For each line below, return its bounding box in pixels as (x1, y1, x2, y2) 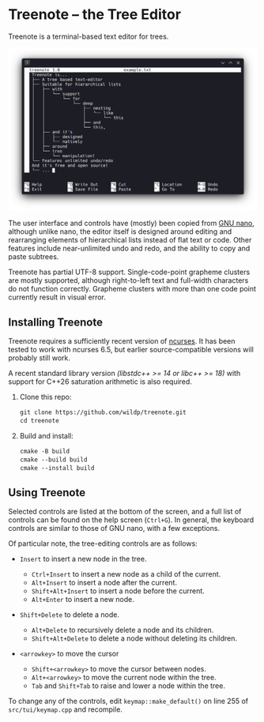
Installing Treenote (8, 315, 103, 329)
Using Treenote (8, 486, 85, 499)
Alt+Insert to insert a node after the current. (31, 578, 178, 588)
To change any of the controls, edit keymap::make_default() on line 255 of (8, 697, 249, 706)
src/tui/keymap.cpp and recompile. (8, 705, 123, 714)
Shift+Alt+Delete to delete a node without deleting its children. (31, 634, 238, 643)
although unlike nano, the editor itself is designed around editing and (8, 227, 232, 236)
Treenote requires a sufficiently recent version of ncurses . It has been (8, 337, 236, 345)
